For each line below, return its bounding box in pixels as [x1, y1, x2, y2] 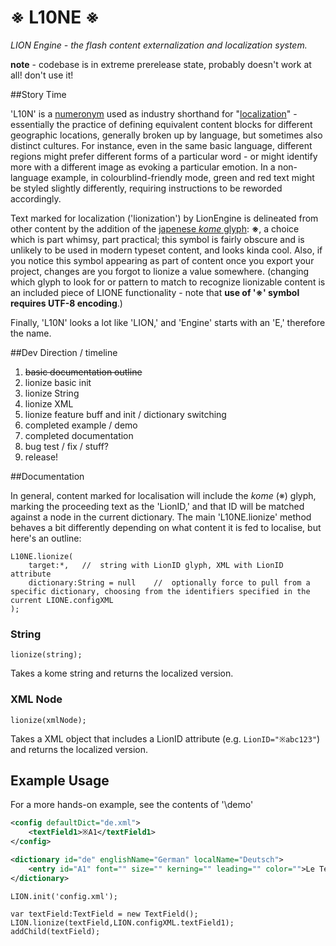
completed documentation [24, 429, 134, 441]
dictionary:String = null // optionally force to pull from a [28, 577, 311, 588]
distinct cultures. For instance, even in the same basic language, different [10, 139, 313, 151]
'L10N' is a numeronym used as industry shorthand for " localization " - [10, 107, 298, 120]
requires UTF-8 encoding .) [10, 297, 123, 309]
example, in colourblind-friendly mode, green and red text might [50, 171, 315, 183]
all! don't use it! [10, 69, 74, 81]
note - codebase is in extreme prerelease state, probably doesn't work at [10, 58, 312, 70]
